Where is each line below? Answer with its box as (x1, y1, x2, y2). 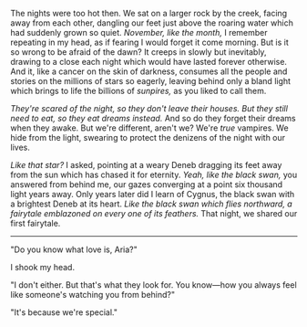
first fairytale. (10, 218, 61, 228)
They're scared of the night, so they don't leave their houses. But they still (10, 103, 288, 113)
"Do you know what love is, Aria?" (10, 244, 138, 255)
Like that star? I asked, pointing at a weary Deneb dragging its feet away (10, 160, 282, 170)
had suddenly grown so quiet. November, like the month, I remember (10, 27, 268, 37)
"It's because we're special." (10, 307, 118, 318)
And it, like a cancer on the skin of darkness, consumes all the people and (10, 66, 288, 77)
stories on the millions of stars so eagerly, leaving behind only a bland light (10, 76, 291, 86)
